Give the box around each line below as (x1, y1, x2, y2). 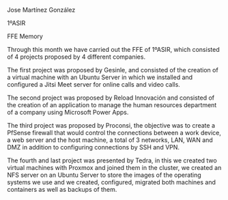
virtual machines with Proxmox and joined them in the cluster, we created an (7, 164, 222, 171)
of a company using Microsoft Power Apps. (7, 109, 129, 116)
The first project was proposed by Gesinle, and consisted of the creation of (7, 66, 218, 74)
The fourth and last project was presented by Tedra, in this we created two (7, 156, 217, 165)
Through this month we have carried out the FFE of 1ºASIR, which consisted (7, 46, 220, 53)
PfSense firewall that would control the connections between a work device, (7, 129, 222, 137)
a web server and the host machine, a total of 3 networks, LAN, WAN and (7, 136, 213, 144)
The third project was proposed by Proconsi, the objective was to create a (7, 122, 216, 129)
